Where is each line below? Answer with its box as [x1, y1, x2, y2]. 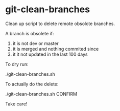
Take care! [5, 101, 28, 107]
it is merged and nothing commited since [12, 46, 99, 52]
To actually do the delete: [5, 81, 59, 87]
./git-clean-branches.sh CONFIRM [5, 91, 78, 97]
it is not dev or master [12, 40, 59, 47]
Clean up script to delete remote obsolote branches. [5, 20, 115, 27]
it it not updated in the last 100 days [12, 51, 88, 57]
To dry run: [5, 61, 29, 67]
